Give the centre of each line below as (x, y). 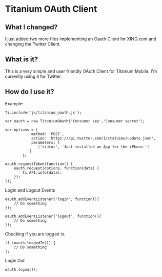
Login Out (15, 260)
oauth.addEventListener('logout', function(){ (53, 216)
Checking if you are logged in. (35, 234)
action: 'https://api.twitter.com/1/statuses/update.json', (93, 138)
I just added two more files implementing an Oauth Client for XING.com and (81, 39)
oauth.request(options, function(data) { (56, 168)
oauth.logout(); (21, 269)
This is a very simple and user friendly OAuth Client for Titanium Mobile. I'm (81, 71)
